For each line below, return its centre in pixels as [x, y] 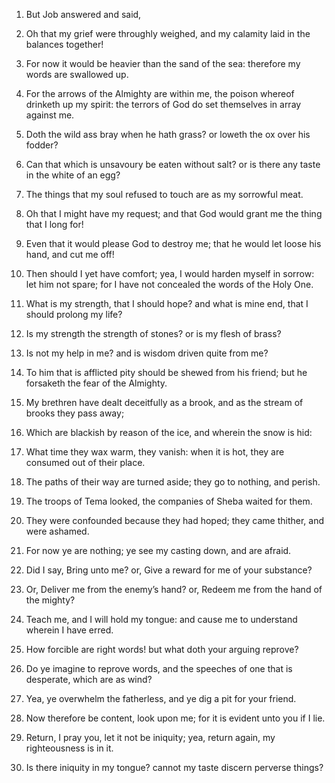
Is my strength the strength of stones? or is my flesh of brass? [153, 333]
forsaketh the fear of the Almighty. [96, 383]
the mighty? [50, 600]
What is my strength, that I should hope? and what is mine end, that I [167, 303]
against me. [50, 115]
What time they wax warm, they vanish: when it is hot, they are [155, 452]
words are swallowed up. [77, 74]
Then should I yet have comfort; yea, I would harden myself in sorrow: [170, 273]
